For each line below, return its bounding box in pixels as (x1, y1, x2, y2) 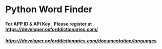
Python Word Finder (5, 4, 93, 15)
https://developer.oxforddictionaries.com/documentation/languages (5, 38, 157, 44)
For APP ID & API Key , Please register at (5, 20, 92, 27)
